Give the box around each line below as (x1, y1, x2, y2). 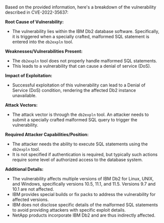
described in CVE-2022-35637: (5, 9, 69, 15)
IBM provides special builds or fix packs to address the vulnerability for (12, 192, 156, 197)
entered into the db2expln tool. (12, 39, 73, 45)
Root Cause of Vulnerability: (5, 19, 64, 25)
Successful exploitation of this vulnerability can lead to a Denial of (12, 82, 146, 88)
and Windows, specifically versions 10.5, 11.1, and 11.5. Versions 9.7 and (12, 181, 156, 187)
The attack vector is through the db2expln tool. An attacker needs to (12, 111, 149, 117)
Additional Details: (5, 167, 44, 172)
